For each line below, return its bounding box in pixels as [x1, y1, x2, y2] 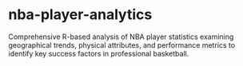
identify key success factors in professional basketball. [8, 49, 189, 58]
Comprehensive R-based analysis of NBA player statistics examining [8, 32, 234, 41]
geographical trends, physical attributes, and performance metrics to [8, 40, 236, 49]
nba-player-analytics [8, 6, 153, 24]
